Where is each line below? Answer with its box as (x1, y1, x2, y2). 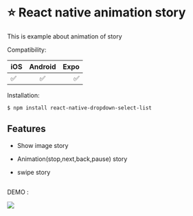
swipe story (16, 168, 51, 176)
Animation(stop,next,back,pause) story (16, 155, 128, 163)
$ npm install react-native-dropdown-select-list (7, 104, 152, 111)
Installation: (7, 91, 40, 99)
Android (29, 62, 56, 72)
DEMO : (7, 188, 29, 196)
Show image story (16, 141, 69, 149)
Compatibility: (7, 45, 47, 54)
